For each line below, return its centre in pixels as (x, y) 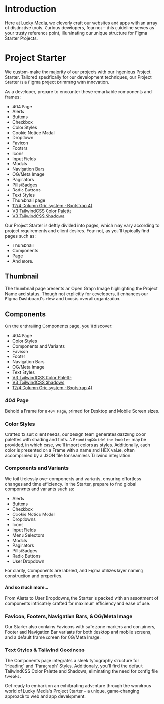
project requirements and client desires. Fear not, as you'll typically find (77, 230)
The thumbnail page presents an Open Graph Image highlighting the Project (81, 288)
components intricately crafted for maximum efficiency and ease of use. (78, 603)
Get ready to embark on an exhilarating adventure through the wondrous (78, 686)
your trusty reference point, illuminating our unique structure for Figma (76, 33)
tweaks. (13, 677)
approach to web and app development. (45, 696)
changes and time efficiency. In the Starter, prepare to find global (71, 484)
